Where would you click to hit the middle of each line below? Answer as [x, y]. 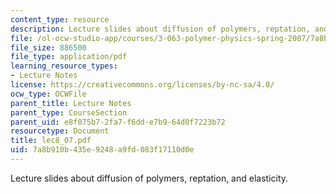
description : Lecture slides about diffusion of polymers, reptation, [160, 29]
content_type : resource [60, 19]
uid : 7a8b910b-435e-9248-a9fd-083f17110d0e [102, 150]
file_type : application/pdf [69, 57]
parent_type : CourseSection [69, 112]
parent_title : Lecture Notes [71, 103]
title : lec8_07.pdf [51, 141]
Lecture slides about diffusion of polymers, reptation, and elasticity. [149, 178]
